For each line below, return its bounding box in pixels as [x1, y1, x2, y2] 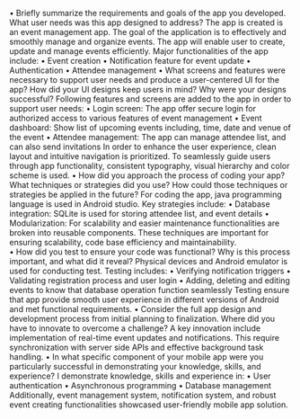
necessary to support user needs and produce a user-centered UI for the [9, 75, 280, 85]
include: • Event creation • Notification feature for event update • [9, 56, 251, 66]
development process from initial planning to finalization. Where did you [9, 314, 276, 324]
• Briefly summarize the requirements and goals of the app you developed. [9, 8, 287, 18]
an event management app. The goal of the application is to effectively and [9, 27, 287, 37]
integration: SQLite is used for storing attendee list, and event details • [9, 209, 269, 218]
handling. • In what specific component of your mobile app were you [9, 352, 264, 362]
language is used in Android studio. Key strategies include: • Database [9, 199, 271, 209]
